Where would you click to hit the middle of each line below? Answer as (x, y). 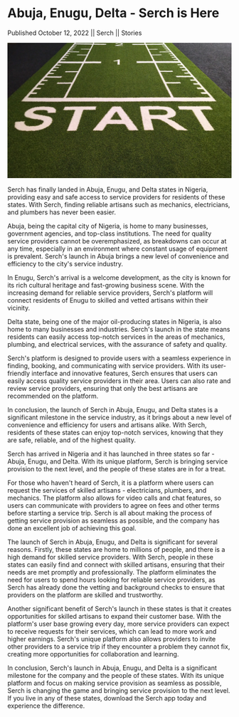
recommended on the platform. (53, 396)
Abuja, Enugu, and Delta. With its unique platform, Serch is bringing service (118, 461)
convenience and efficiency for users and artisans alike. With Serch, (107, 425)
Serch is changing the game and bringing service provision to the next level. (119, 691)
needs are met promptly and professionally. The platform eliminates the (112, 572)
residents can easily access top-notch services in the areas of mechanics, (116, 337)
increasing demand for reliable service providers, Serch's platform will (110, 293)
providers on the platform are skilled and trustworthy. (85, 595)
